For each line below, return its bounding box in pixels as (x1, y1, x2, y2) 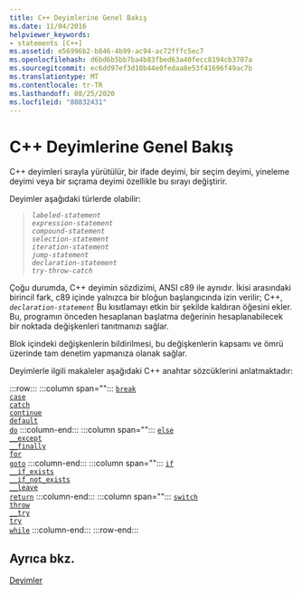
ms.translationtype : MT (9, 72, 99, 81)
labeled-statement (31, 211, 101, 220)
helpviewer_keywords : (9, 30, 91, 39)
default (9, 417, 39, 426)
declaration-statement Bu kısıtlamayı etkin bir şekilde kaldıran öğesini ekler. (9, 302, 292, 312)
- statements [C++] (9, 38, 83, 48)
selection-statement (31, 235, 109, 244)
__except (9, 434, 42, 444)
